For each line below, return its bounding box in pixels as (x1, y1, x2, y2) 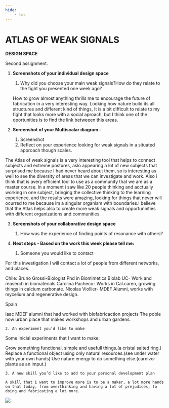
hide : (5, 7, 17, 13)
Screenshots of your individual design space (12, 70, 109, 77)
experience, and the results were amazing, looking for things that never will (5, 195, 162, 201)
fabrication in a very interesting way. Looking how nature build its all (12, 101, 155, 107)
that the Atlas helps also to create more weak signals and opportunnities (5, 206, 156, 212)
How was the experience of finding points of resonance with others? (20, 231, 163, 237)
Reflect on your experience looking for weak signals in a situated (20, 142, 155, 148)
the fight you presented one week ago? (20, 86, 102, 92)
